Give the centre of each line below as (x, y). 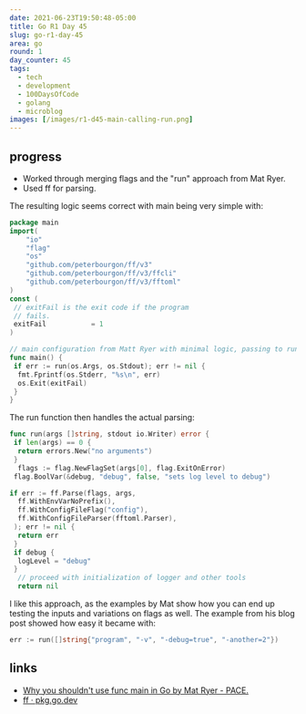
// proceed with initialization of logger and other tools (132, 578)
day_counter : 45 (40, 60)
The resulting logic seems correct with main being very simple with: (137, 205)
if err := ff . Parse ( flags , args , (73, 493)
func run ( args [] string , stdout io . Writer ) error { (109, 434)
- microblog (41, 111)
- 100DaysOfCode (48, 94)
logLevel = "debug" (55, 561)
